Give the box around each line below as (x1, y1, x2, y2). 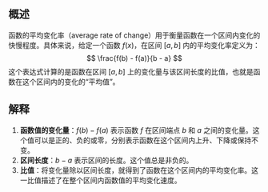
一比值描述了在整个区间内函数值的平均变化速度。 (19, 175, 182, 185)
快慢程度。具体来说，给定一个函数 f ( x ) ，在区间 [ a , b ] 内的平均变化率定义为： (8, 40, 260, 50)
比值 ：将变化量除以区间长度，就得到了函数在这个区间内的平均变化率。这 (19, 165, 258, 174)
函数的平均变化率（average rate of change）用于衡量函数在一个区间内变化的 (8, 30, 261, 40)
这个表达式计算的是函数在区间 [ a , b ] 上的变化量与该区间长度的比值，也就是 (8, 66, 254, 76)
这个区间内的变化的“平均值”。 (22, 77, 120, 86)
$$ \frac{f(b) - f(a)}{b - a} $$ (86, 53, 182, 62)
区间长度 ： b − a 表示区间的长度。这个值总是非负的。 (19, 155, 194, 165)
